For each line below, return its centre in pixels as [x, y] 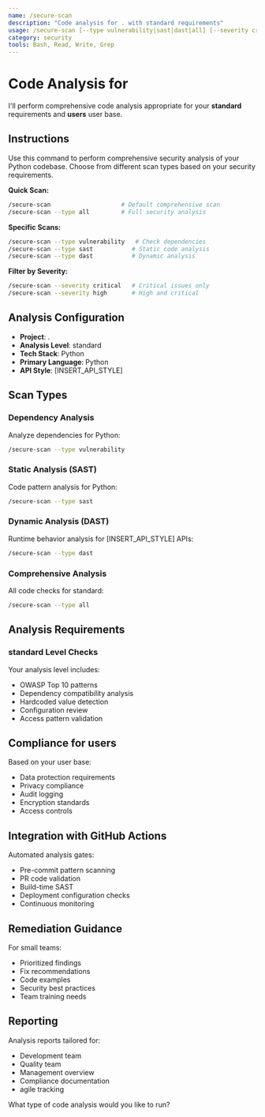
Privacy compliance [52, 786]
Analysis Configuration [66, 318]
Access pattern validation [61, 718]
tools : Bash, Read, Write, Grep [61, 45]
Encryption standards [54, 803]
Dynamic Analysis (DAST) [59, 521]
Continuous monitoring [57, 904]
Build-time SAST [46, 887]
